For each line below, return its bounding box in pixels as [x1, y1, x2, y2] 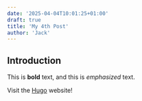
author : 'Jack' [7, 29, 51, 36]
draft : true [7, 16, 41, 23]
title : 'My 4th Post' [7, 23, 69, 30]
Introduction [7, 54, 62, 66]
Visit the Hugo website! [7, 87, 73, 95]
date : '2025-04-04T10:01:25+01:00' [7, 10, 109, 17]
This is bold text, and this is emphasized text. [7, 73, 135, 81]
